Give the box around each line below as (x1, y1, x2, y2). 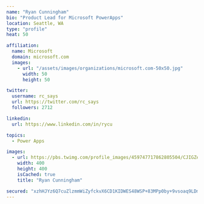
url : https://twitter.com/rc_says (12, 99, 99, 105)
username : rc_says (12, 93, 59, 99)
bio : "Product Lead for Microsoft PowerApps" (6, 15, 123, 21)
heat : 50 (6, 32, 29, 38)
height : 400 (17, 166, 47, 172)
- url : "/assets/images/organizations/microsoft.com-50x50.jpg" (17, 65, 183, 71)
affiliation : (6, 43, 39, 49)
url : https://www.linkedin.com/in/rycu (12, 121, 113, 127)
